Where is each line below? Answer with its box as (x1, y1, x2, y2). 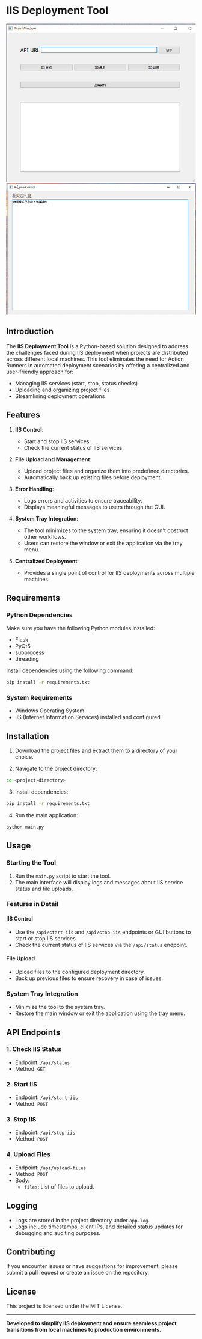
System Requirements (6, 694, 73, 702)
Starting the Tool (6, 859, 57, 867)
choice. (14, 753, 34, 761)
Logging (6, 1201, 38, 1211)
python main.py (6, 824, 44, 830)
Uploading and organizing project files (14, 386, 110, 393)
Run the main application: (14, 811, 78, 818)
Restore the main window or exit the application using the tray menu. (14, 1010, 185, 1017)
